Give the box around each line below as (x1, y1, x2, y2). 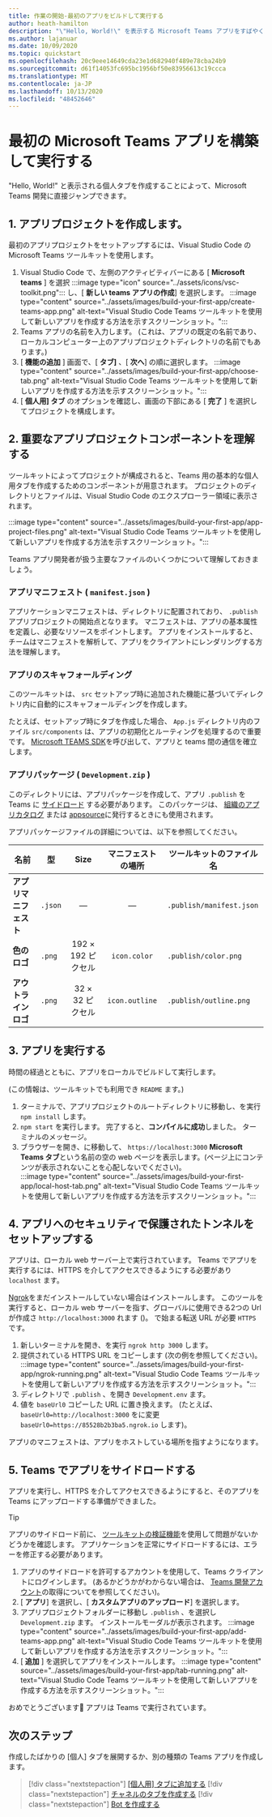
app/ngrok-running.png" (19, 1369, 102, 1379)
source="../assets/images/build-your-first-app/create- (74, 297, 256, 306)
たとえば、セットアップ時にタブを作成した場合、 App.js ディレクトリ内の (8, 717, 253, 726)
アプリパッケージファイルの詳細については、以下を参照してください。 (8, 826, 242, 836)
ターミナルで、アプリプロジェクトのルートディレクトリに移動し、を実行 (19, 1101, 261, 1111)
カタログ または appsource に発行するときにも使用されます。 (15, 809, 218, 819)
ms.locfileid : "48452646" (8, 95, 96, 103)
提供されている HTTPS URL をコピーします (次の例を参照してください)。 (19, 1351, 262, 1361)
